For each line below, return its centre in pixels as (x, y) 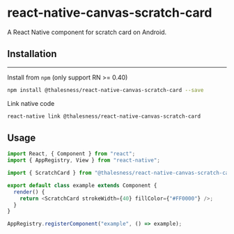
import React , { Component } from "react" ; (71, 154)
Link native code (31, 103)
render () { (29, 192)
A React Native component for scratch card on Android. (87, 32)
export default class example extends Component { (82, 185)
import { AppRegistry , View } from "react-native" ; (84, 161)
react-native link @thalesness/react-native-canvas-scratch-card (104, 116)
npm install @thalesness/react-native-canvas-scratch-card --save (106, 90)
